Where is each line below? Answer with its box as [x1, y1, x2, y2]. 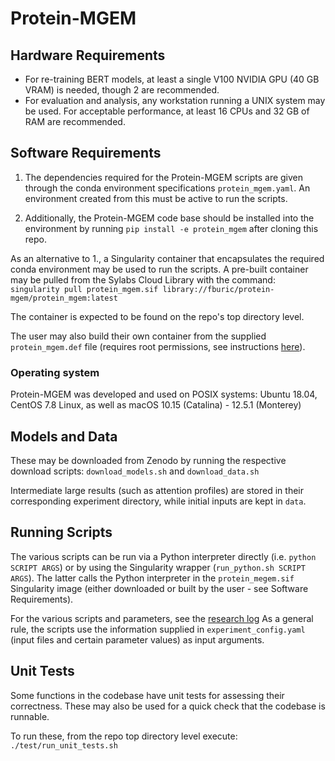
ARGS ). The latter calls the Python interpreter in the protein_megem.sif [10, 572, 295, 584]
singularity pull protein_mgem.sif [10, 284, 159, 294]
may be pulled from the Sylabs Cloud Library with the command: [10, 273, 276, 286]
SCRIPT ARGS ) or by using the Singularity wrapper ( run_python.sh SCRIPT [10, 561, 306, 573]
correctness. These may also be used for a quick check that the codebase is [10, 700, 326, 712]
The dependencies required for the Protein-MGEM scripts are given [24, 171, 304, 183]
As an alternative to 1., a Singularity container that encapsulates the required [10, 252, 325, 264]
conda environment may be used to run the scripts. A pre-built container [10, 263, 309, 275]
